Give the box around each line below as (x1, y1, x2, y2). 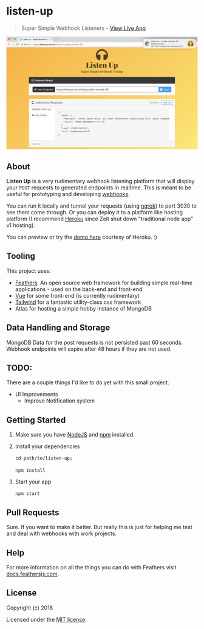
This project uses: (6, 267, 52, 275)
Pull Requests (6, 507, 59, 518)
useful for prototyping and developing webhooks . (6, 191, 130, 198)
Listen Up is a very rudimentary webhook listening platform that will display (6, 178, 195, 185)
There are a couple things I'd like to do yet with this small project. (6, 379, 169, 386)
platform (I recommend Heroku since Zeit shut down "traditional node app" (6, 215, 194, 223)
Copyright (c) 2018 (6, 604, 53, 611)
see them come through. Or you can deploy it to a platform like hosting (6, 209, 183, 216)
